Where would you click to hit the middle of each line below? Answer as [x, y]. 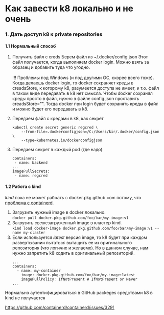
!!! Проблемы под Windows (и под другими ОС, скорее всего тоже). [83, 78]
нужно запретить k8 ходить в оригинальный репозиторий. [73, 253]
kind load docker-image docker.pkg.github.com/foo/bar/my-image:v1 [82, 228]
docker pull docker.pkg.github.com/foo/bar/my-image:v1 [70, 218]
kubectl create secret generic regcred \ [55, 128]
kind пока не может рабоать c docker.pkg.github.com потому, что [73, 197]
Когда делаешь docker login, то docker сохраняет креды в [73, 83]
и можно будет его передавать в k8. [50, 109]
